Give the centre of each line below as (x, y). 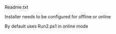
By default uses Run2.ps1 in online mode (46, 26)
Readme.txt (16, 7)
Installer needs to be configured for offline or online (58, 17)
